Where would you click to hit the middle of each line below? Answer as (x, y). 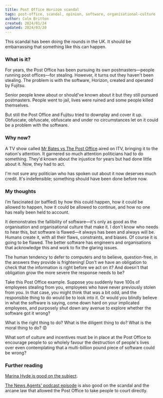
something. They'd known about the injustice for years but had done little (78, 159)
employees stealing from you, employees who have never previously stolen (81, 287)
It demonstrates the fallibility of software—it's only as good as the (71, 222)
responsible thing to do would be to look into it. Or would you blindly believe (81, 298)
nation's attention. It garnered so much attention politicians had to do (74, 154)
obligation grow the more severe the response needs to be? (65, 273)
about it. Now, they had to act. (35, 164)
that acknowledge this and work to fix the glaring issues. (62, 248)
